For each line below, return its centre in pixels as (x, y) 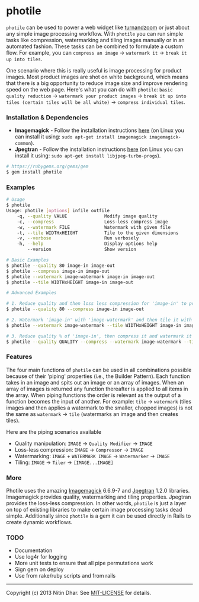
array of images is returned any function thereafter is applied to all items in (97, 389)
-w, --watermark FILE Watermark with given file (94, 227)
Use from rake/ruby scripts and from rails (65, 576)
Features (19, 357)
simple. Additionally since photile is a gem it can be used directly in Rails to (99, 516)
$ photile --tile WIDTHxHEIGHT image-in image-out (70, 282)
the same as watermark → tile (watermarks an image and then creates (92, 414)
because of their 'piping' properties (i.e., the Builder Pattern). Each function (98, 376)
